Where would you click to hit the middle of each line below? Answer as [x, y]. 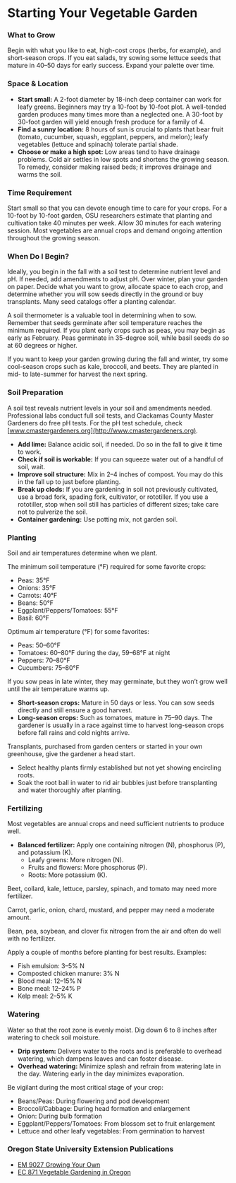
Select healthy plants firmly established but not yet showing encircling [119, 767]
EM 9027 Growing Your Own [59, 1165]
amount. [19, 917]
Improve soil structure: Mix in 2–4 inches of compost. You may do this [120, 474]
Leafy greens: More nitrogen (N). [76, 860]
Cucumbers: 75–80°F [48, 667]
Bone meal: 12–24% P [49, 989]
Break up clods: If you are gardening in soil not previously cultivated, [118, 489]
